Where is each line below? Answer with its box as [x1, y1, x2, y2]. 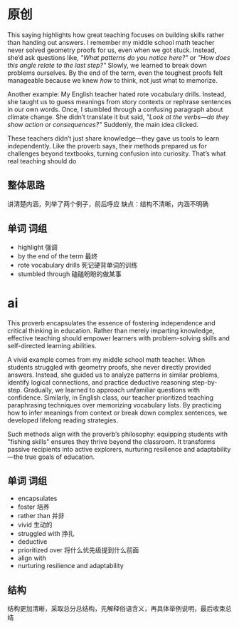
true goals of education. [24, 452, 95, 461]
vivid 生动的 [17, 520, 53, 529]
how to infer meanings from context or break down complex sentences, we [7, 408, 228, 417]
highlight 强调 [17, 243, 58, 251]
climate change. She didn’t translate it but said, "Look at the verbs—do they [7, 112, 229, 121]
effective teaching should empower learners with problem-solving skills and [7, 333, 230, 343]
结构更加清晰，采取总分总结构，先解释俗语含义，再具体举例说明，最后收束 [7, 604, 225, 613]
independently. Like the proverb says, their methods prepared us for [7, 141, 208, 150]
